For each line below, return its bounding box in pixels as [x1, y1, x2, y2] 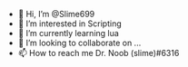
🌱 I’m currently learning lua [17, 28, 120, 38]
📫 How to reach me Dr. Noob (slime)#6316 [17, 48, 180, 58]
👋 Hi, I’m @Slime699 [17, 9, 95, 19]
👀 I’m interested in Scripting [17, 18, 122, 29]
